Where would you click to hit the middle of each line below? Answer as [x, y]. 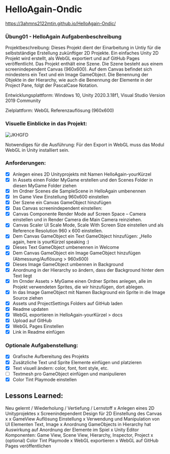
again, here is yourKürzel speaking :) [51, 242]
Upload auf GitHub [32, 320]
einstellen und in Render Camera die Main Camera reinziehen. [77, 220]
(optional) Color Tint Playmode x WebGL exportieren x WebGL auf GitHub [82, 440]
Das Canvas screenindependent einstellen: [57, 208]
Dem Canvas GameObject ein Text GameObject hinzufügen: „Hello [82, 236]
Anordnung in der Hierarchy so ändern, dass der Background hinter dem [88, 270]
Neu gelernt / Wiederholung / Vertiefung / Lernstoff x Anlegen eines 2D [80, 408]
